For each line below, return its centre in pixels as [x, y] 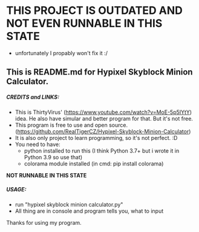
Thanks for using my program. [44, 223]
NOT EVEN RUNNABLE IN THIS [84, 23]
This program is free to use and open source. [71, 125]
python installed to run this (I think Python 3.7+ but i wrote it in [102, 151]
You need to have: [38, 144]
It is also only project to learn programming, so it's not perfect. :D [96, 138]
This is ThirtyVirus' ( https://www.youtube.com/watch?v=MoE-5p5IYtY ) [103, 112]
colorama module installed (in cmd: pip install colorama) [94, 164]
